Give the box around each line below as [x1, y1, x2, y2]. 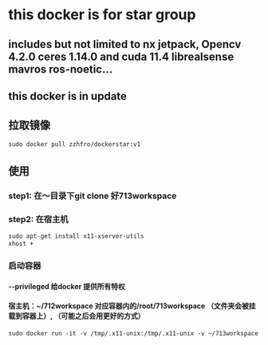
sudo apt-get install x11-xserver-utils [8, 232, 145, 240]
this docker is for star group [8, 6, 196, 24]
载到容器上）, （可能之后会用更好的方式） [8, 311, 145, 321]
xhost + [8, 240, 34, 248]
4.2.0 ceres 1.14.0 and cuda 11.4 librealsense [8, 50, 235, 63]
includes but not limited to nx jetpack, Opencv [8, 38, 242, 51]
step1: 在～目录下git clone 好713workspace [8, 190, 177, 201]
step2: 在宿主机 [8, 213, 69, 224]
